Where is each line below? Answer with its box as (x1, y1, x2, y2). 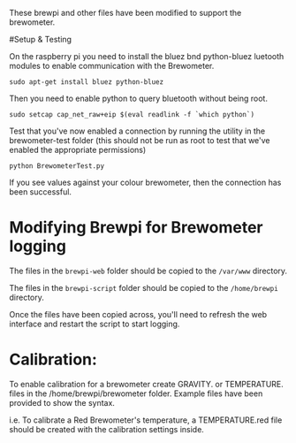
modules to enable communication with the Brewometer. (9, 61, 215, 71)
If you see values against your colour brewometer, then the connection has (9, 177, 282, 187)
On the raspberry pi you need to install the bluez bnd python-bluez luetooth (9, 51, 285, 61)
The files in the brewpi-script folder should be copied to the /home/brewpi (9, 282, 278, 293)
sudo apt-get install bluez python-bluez (9, 78, 164, 87)
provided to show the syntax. (9, 397, 115, 408)
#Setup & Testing (9, 34, 72, 44)
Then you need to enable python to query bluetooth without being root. (9, 93, 268, 103)
